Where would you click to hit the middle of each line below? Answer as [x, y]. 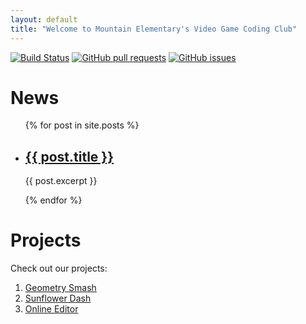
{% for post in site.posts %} [82, 125]
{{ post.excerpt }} [61, 181]
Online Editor [51, 309]
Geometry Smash [60, 288]
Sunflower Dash [58, 298]
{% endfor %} [53, 200]
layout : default [44, 19]
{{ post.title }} [69, 156]
